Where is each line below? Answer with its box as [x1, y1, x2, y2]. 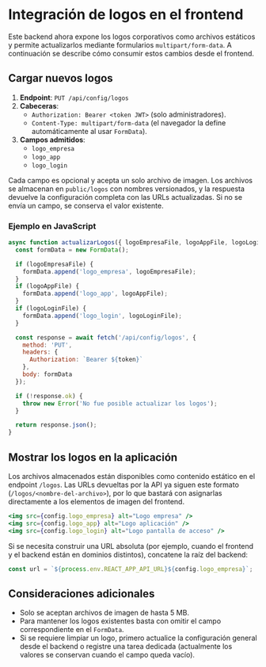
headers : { [22, 348, 59, 356]
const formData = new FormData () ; [15, 246, 129, 254]
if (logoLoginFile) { [15, 305, 87, 312]
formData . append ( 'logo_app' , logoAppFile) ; [22, 289, 169, 298]
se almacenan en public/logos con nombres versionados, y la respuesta [8, 184, 245, 194]
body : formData [22, 370, 73, 378]
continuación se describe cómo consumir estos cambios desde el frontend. [8, 48, 255, 58]
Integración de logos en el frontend [8, 6, 244, 24]
